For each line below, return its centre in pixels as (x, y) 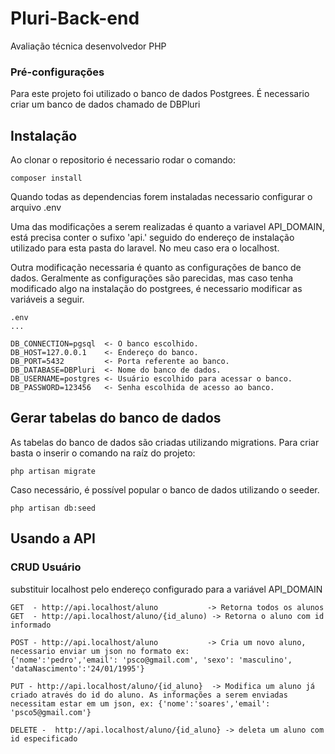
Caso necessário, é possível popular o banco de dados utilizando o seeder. (165, 489)
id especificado (44, 738)
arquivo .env (36, 208)
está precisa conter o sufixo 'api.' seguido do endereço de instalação (152, 238)
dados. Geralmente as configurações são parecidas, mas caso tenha (152, 278)
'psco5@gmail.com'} (51, 712)
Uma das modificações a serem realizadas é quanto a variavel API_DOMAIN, (167, 227)
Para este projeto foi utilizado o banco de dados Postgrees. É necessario (160, 94)
